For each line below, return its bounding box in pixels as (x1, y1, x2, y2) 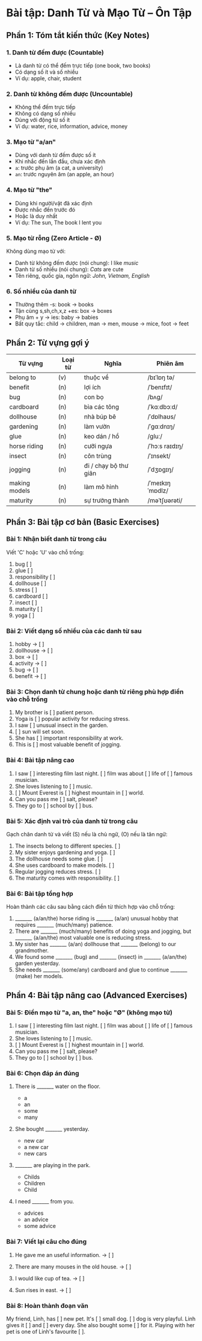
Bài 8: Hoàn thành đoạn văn (6, 1301, 88, 1310)
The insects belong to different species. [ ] (14, 842, 120, 850)
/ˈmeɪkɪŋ (147, 479, 171, 487)
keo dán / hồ (84, 432, 120, 441)
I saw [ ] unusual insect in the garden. (14, 722, 108, 729)
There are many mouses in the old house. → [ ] (14, 1263, 131, 1270)
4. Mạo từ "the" (6, 186, 53, 194)
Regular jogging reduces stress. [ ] (14, 868, 101, 875)
